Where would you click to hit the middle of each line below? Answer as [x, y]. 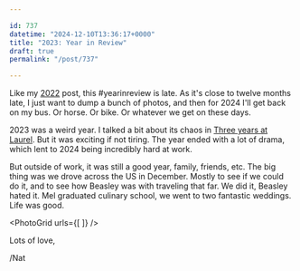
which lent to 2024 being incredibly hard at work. [101, 150]
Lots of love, [33, 240]
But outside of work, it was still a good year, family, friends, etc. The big [143, 167]
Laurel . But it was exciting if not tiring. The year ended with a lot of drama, [147, 140]
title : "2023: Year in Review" [68, 43]
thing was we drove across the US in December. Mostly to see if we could [147, 177]
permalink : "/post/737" [54, 60]
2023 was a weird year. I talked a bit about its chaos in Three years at [139, 130]
